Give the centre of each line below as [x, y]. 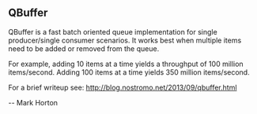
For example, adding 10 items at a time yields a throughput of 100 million [126, 64]
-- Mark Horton [33, 102]
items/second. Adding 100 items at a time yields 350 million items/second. [129, 72]
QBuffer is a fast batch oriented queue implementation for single [113, 31]
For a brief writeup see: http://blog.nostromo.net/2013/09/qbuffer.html [123, 87]
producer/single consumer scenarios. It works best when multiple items [125, 40]
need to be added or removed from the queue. [84, 48]
